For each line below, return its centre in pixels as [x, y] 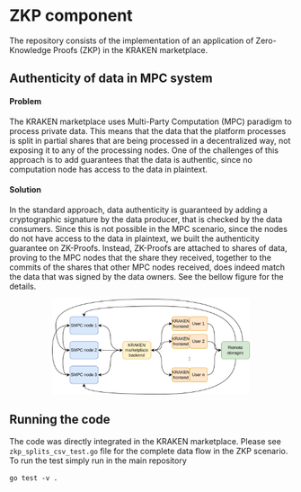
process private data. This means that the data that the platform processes [148, 130]
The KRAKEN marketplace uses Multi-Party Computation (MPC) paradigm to [150, 121]
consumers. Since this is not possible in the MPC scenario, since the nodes [148, 228]
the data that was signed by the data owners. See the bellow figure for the [146, 276]
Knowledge [31, 49]
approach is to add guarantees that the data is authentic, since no [131, 159]
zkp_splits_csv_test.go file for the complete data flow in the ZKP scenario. [149, 451]
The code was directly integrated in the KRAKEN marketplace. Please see [145, 441]
